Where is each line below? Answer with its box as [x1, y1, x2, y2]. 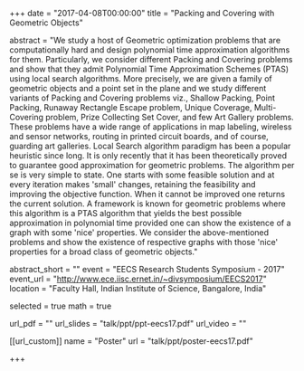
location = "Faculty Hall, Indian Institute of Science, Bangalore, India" [9, 283, 267, 293]
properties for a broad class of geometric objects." [9, 246, 198, 257]
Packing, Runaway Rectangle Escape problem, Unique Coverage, [9, 102, 252, 112]
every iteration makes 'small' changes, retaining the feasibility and [9, 179, 256, 189]
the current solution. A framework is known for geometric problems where [9, 198, 287, 209]
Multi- [253, 102, 277, 112]
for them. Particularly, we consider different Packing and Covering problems [9, 54, 293, 64]
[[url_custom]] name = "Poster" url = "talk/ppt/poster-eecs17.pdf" [9, 336, 253, 347]
